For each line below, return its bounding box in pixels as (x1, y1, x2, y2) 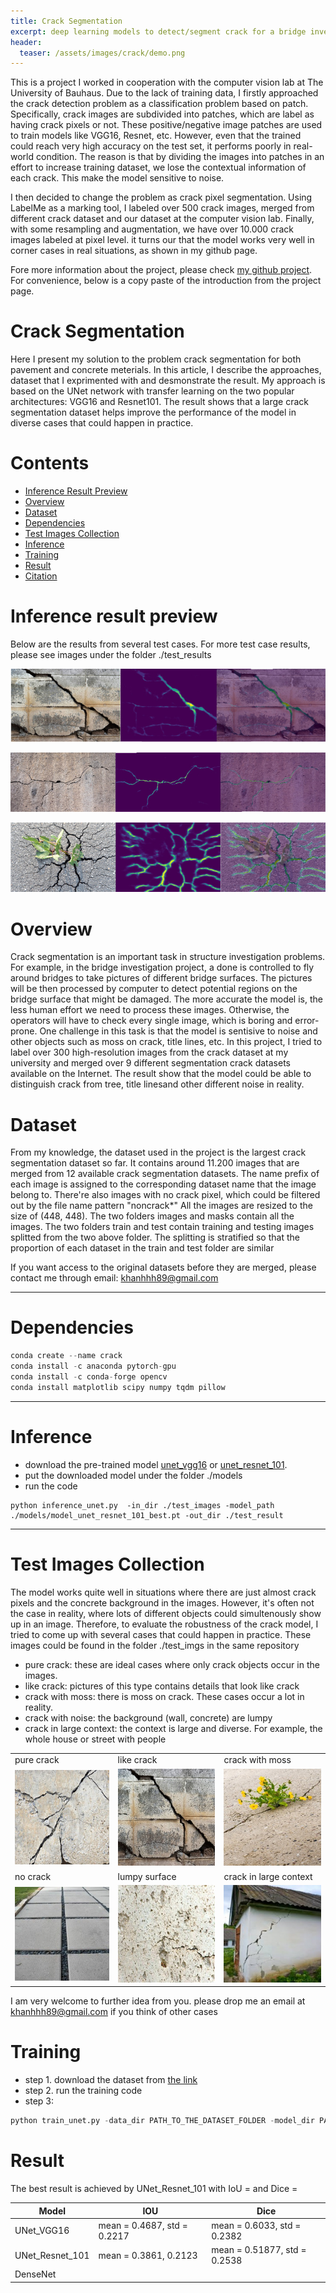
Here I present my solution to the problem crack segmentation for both (10, 353, 302, 365)
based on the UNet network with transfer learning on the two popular (10, 385, 295, 397)
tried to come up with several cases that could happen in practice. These (10, 1628, 312, 1640)
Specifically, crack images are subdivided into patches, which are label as (10, 108, 315, 120)
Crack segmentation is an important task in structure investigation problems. (10, 951, 326, 963)
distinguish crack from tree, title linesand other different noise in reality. (10, 1078, 305, 1090)
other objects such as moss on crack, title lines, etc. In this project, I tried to (10, 1036, 323, 1048)
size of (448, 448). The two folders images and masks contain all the (10, 1210, 295, 1222)
